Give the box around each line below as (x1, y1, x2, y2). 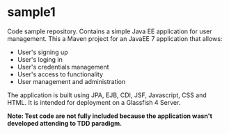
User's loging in (17, 55, 63, 63)
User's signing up (17, 48, 68, 56)
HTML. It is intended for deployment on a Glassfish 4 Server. (7, 98, 181, 106)
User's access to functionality (17, 70, 103, 78)
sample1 (7, 4, 56, 20)
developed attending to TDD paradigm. (7, 119, 123, 127)
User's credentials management (17, 62, 109, 71)
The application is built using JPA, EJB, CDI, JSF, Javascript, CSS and (7, 91, 207, 99)
